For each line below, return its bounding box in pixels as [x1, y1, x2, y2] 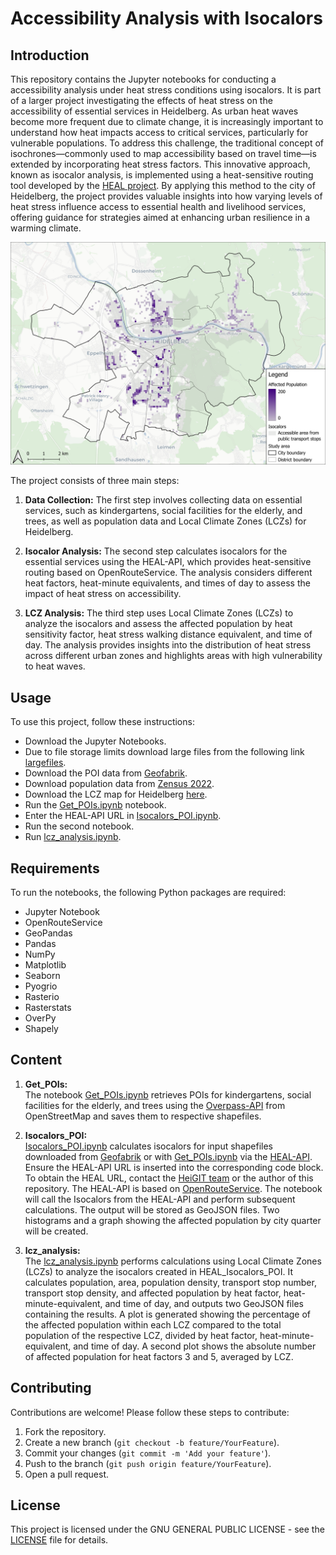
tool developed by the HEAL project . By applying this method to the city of [10, 180, 316, 191]
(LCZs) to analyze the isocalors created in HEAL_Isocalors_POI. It [24, 1265, 294, 1277]
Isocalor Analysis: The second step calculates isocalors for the [24, 545, 288, 557]
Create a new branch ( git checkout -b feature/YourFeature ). [24, 1436, 280, 1448]
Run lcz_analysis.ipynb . [24, 831, 122, 843]
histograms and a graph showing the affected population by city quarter [24, 1214, 322, 1226]
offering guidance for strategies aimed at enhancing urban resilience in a [10, 212, 311, 223]
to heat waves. [24, 660, 86, 672]
